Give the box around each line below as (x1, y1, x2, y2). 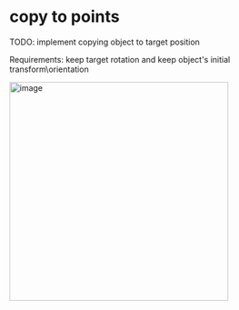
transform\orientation (9, 64, 89, 75)
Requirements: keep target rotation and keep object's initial (9, 54, 231, 65)
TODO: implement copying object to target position (9, 36, 200, 47)
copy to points (9, 6, 120, 27)
